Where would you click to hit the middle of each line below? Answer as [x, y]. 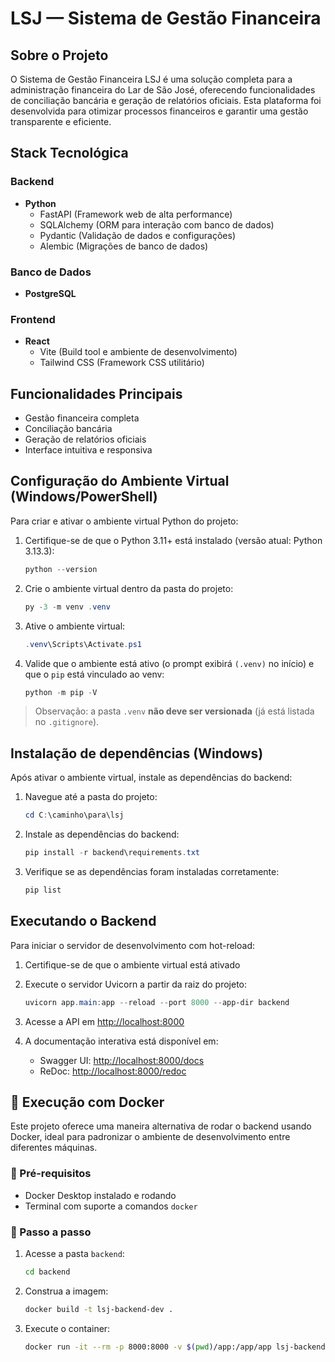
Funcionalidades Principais [96, 393]
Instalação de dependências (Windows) [137, 753]
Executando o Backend [83, 921]
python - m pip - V [61, 692]
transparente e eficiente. [61, 121]
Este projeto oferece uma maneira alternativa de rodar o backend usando [161, 1126]
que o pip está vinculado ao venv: [94, 674]
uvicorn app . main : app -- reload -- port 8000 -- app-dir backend [157, 1002]
